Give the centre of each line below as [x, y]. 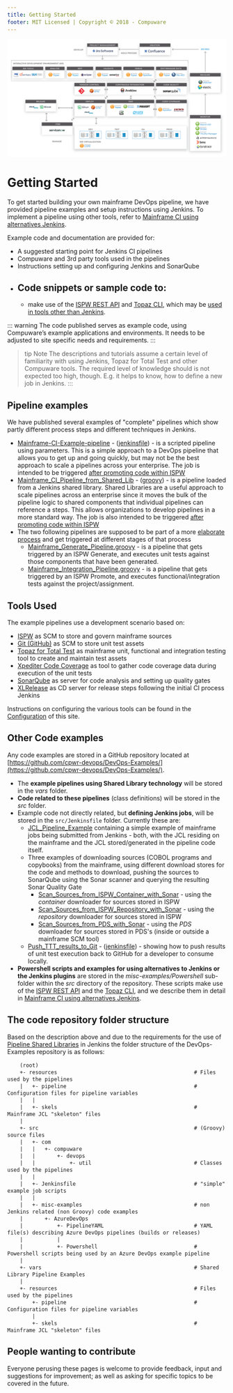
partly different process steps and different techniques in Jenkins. [102, 429]
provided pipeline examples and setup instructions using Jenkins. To [105, 209]
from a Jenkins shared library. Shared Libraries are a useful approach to [120, 487]
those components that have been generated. [93, 562]
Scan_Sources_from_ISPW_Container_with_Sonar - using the [125, 894]
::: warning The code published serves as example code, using [97, 326]
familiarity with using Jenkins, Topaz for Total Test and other [111, 361]
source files [26, 1135]
